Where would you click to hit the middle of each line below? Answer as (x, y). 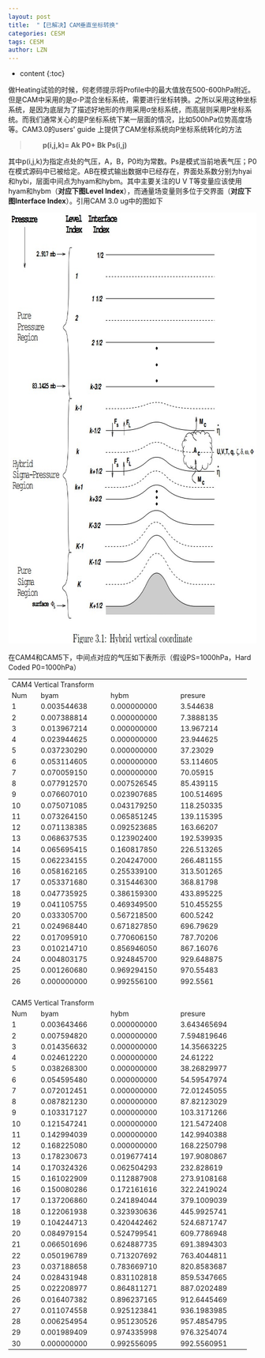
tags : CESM (26, 42)
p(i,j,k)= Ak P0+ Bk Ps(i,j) (85, 145)
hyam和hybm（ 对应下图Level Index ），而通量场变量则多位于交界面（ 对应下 (130, 191)
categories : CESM (37, 33)
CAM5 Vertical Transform (53, 1002)
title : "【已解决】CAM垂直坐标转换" (63, 25)
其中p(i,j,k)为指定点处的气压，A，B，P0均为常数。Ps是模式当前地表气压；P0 (133, 161)
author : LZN (28, 50)
